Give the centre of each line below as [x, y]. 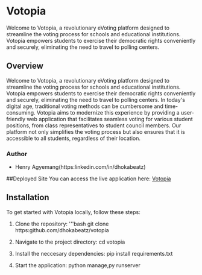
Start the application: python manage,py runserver [77, 265]
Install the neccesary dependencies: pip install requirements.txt [94, 253]
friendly [16, 119]
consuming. [21, 112]
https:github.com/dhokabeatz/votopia [62, 230]
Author [17, 154]
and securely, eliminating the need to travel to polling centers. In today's [96, 100]
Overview [25, 66]
